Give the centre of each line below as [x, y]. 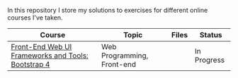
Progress [210, 60]
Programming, [125, 56]
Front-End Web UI [41, 47]
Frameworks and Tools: [50, 56]
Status [211, 35]
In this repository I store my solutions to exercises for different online [108, 10]
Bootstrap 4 [30, 64]
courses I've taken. [35, 18]
